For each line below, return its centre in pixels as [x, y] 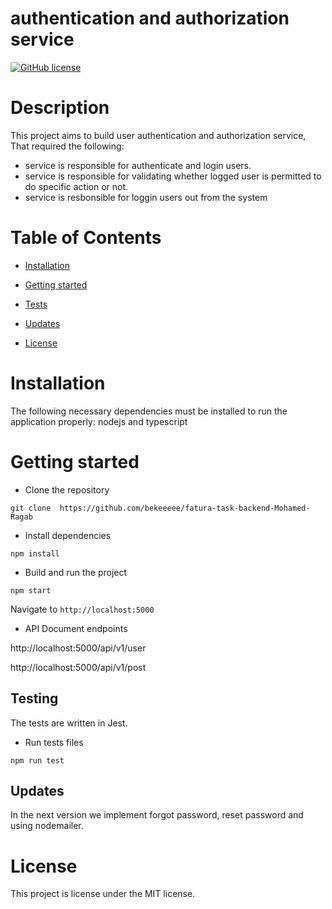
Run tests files [54, 742]
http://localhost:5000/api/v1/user [78, 648]
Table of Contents [86, 238]
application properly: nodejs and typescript [99, 421]
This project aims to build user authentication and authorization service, [158, 135]
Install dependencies [68, 535]
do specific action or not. [76, 186]
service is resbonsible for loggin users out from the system [146, 197]
